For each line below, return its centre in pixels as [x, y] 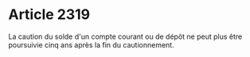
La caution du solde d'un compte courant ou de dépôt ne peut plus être [125, 36]
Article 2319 [49, 15]
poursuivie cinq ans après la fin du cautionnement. [91, 44]
